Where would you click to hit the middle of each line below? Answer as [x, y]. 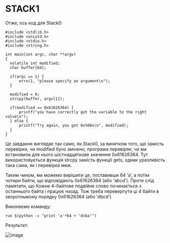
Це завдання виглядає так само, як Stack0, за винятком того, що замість [85, 144]
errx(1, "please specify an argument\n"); [64, 81]
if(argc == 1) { [27, 77]
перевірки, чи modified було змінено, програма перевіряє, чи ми [76, 149]
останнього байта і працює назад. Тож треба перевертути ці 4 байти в [82, 191]
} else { [19, 121]
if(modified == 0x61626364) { [42, 108]
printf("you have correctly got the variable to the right [82, 112]
